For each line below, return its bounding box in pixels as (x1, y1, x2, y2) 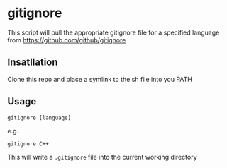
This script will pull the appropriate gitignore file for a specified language (7, 28, 220, 37)
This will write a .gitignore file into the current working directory (7, 152, 197, 161)
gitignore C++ (7, 140, 50, 148)
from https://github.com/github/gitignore (7, 35, 126, 44)
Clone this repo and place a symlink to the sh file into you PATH (7, 75, 193, 83)
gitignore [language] (7, 114, 72, 121)
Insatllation (7, 56, 58, 68)
